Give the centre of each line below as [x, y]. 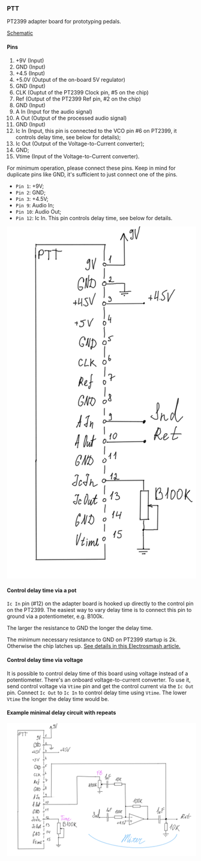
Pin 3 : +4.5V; [32, 199]
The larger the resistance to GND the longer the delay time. [80, 628]
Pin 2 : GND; [30, 192]
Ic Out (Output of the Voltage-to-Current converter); [80, 143]
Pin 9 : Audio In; [35, 205]
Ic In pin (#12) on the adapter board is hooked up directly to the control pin [100, 603]
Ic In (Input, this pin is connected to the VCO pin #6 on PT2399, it [96, 131]
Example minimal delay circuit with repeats [61, 713]
